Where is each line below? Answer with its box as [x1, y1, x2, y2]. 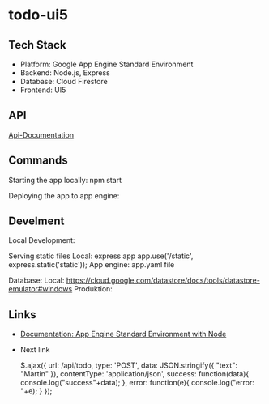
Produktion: [74, 284, 113, 294]
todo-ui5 [8, 6, 69, 24]
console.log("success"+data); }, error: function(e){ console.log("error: [19, 378, 255, 388]
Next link [19, 345, 50, 355]
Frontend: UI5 [19, 85, 66, 95]
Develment [8, 215, 65, 228]
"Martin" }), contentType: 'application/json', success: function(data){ [19, 369, 250, 379]
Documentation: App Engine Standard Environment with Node [19, 330, 227, 339]
